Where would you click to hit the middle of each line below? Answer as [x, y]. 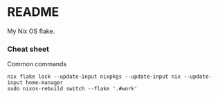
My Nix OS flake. [31, 31]
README [33, 12]
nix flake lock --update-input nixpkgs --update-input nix [94, 77]
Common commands [37, 64]
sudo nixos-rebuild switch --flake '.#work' [72, 89]
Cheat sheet [28, 49]
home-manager [44, 83]
